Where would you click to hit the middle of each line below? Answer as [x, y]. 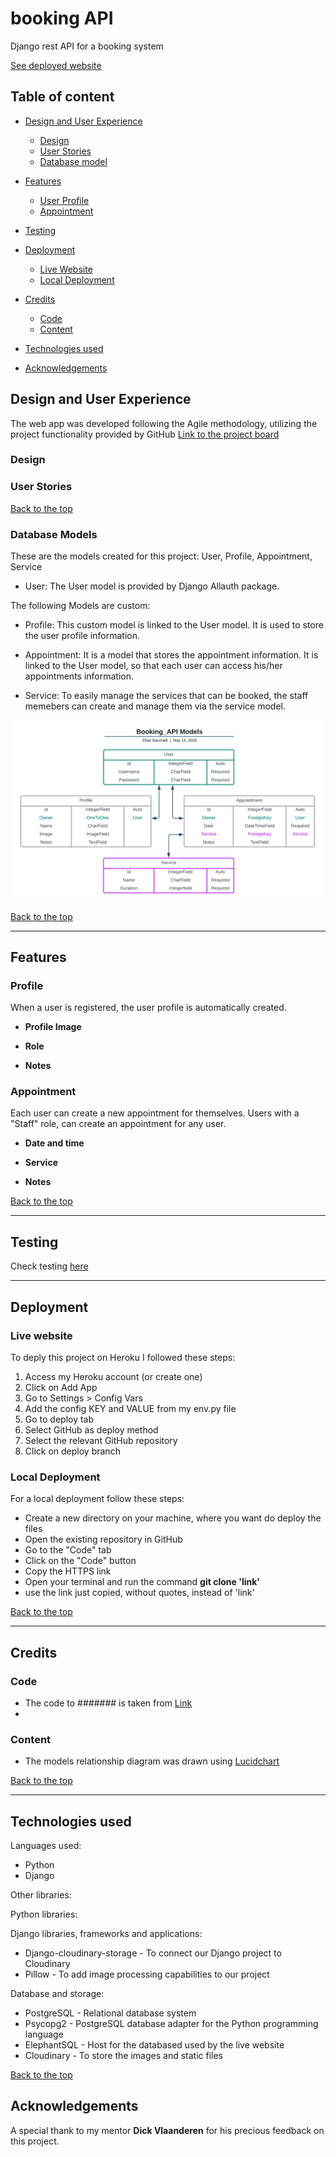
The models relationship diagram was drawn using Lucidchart [152, 1761]
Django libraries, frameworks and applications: [106, 1934]
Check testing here [49, 1266]
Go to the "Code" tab [68, 1550]
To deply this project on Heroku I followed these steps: [123, 1357]
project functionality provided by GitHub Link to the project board [145, 434]
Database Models [54, 534]
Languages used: [46, 1846]
